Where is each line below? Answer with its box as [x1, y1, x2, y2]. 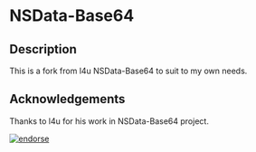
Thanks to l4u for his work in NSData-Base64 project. [9, 115, 210, 127]
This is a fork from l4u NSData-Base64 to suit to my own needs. [9, 65, 248, 76]
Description [9, 42, 77, 57]
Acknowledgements [9, 91, 126, 107]
